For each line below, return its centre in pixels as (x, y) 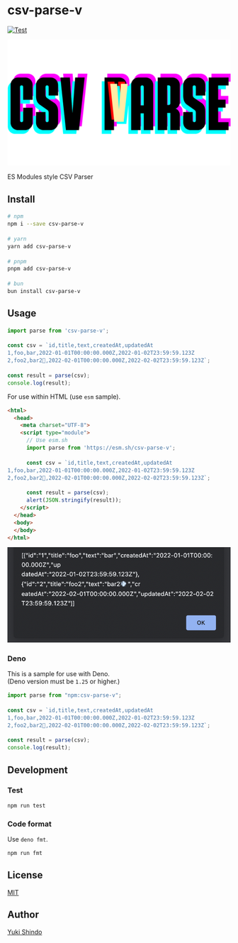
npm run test (27, 805)
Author (23, 915)
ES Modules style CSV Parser (50, 177)
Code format (29, 824)
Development (38, 770)
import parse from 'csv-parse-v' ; (58, 331)
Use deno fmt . (28, 839)
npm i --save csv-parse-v (45, 224)
